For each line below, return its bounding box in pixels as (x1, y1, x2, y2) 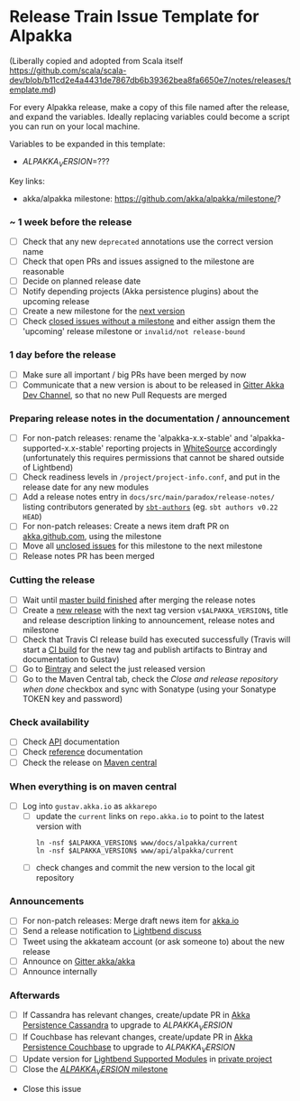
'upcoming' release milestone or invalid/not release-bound (22, 326, 246, 337)
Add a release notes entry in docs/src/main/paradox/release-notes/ (22, 491, 275, 502)
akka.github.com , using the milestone (22, 531, 162, 542)
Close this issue (22, 1083, 82, 1094)
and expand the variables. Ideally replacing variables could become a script (9, 111, 290, 122)
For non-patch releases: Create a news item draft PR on (22, 521, 230, 532)
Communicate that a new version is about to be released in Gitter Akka (22, 379, 285, 390)
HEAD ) (22, 511, 42, 522)
